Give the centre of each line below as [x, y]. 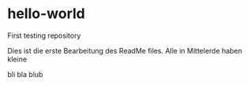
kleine [17, 59]
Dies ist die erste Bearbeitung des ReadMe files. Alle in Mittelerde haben [125, 50]
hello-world [47, 14]
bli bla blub [25, 74]
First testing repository [44, 35]
